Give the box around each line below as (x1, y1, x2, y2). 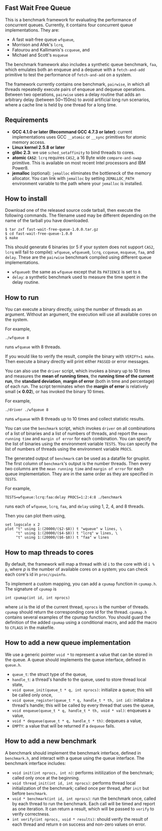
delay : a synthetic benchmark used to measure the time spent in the (12, 274, 148, 280)
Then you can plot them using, (5, 513, 66, 519)
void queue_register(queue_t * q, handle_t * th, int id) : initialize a (12, 697, 154, 703)
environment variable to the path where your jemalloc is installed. (12, 180, 143, 186)
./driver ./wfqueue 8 (5, 408, 49, 413)
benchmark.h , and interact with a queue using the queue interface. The (5, 755, 145, 761)
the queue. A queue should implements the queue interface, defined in (5, 657, 146, 662)
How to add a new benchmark (5, 737, 97, 745)
